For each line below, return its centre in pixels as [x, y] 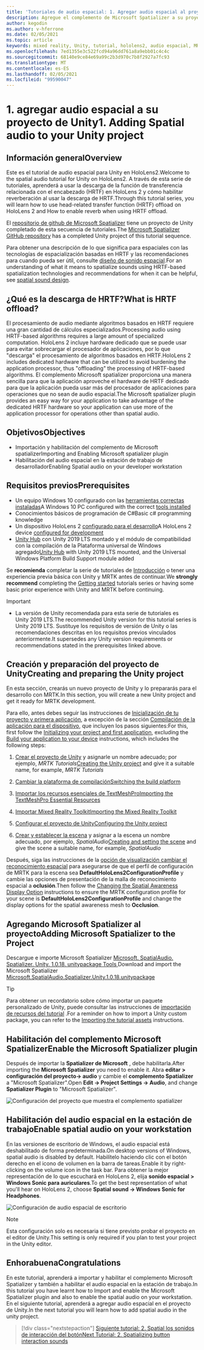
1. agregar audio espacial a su [83, 110]
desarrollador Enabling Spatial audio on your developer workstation [98, 466]
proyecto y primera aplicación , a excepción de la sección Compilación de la [101, 720]
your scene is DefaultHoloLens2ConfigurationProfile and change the [94, 899]
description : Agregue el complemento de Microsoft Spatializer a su [95, 18]
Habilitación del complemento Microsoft [84, 1039]
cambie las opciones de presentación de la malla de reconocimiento [91, 879]
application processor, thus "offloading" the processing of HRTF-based [96, 368]
